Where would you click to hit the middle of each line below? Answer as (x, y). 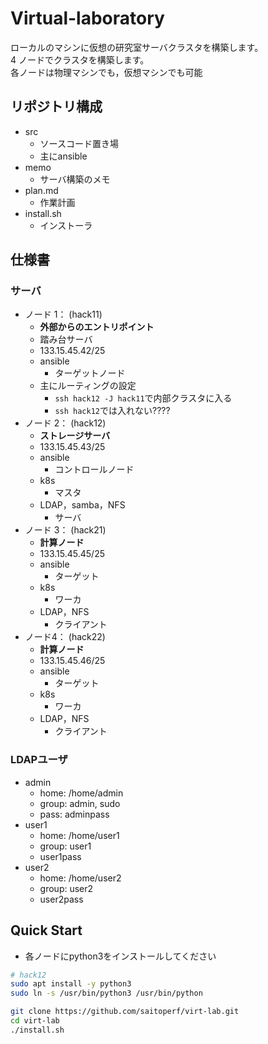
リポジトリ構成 (56, 107)
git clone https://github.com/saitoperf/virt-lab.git (125, 1012)
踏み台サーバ (66, 339)
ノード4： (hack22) (65, 637)
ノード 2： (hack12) (65, 423)
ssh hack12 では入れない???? (112, 411)
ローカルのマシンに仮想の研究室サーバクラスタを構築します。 (137, 47)
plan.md (41, 190)
